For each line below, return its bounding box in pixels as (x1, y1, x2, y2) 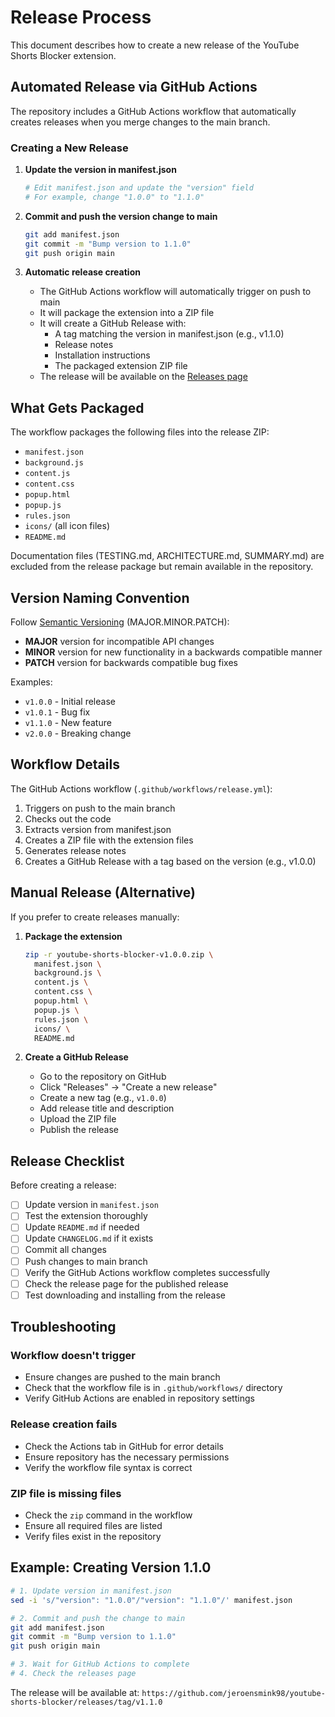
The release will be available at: (10, 1686, 140, 1698)
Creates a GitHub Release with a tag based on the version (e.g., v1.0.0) (24, 855, 317, 867)
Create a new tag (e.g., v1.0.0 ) (39, 1092, 167, 1104)
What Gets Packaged (10, 399, 145, 416)
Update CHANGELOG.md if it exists (24, 1232, 154, 1245)
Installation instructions (54, 349, 151, 361)
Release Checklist (10, 1152, 125, 1170)
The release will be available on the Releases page (39, 371, 248, 383)
